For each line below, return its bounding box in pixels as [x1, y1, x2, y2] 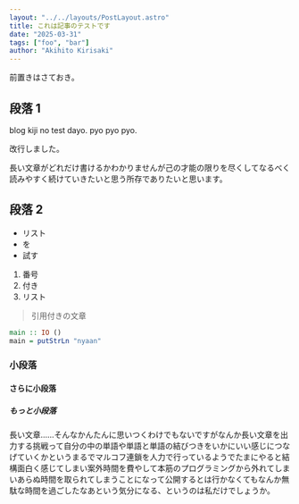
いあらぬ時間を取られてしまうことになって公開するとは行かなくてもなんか [9, 474, 282, 484]
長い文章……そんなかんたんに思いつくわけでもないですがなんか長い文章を [9, 429, 281, 440]
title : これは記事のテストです [9, 21, 111, 30]
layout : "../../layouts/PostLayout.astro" [9, 13, 170, 22]
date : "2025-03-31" [9, 29, 82, 38]
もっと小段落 [9, 405, 56, 416]
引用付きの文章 [30, 310, 87, 321]
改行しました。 [9, 143, 64, 154]
